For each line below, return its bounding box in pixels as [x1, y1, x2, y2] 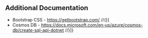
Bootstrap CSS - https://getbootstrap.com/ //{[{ [12, 17, 110, 22]
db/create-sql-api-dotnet [12, 27, 64, 33]
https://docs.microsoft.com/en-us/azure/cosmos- [41, 22, 143, 28]
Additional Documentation [5, 4, 88, 12]
